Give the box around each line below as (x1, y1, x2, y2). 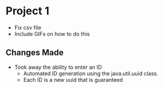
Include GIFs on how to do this (14, 30, 90, 37)
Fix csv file (14, 24, 41, 31)
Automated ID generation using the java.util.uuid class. (23, 70, 159, 77)
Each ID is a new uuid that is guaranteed (23, 76, 123, 83)
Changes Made (5, 48, 64, 58)
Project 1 (5, 4, 49, 18)
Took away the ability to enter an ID (14, 63, 103, 70)
